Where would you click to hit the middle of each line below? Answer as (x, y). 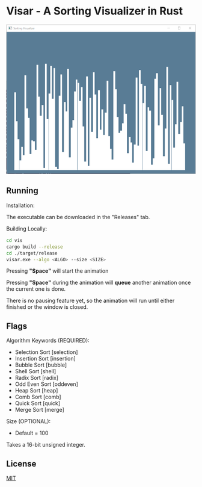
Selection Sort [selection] (46, 352)
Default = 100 (32, 433)
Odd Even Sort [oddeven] (46, 384)
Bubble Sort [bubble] (41, 365)
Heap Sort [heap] (36, 391)
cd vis (14, 240)
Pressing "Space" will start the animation (57, 271)
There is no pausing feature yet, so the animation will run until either (90, 301)
